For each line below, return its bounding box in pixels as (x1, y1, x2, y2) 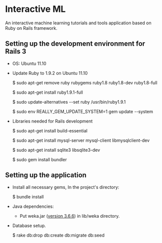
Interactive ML (5, 3, 66, 15)
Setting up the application (5, 171, 87, 180)
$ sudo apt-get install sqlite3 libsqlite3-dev (12, 147, 101, 153)
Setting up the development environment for (5, 40, 145, 48)
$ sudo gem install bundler (12, 156, 67, 162)
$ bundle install (12, 193, 44, 199)
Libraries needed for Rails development (12, 118, 93, 124)
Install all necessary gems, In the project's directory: (12, 184, 119, 190)
